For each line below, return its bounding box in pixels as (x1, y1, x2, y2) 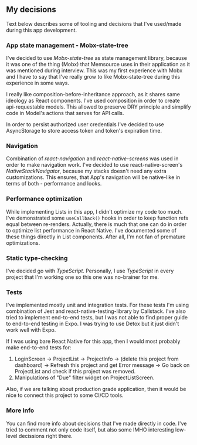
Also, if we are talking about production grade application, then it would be (6, 386, 186, 393)
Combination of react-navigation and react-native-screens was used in (6, 155, 179, 162)
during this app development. (6, 26, 77, 33)
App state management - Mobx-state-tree (6, 41, 129, 49)
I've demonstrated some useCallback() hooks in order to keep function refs (6, 214, 189, 221)
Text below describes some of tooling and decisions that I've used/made (6, 20, 182, 27)
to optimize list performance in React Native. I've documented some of (6, 227, 177, 234)
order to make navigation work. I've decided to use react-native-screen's (6, 161, 183, 168)
